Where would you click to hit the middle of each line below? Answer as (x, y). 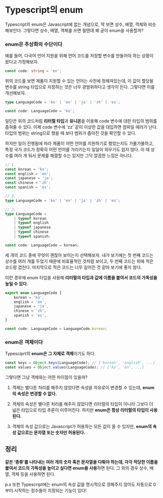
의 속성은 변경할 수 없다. (34, 394)
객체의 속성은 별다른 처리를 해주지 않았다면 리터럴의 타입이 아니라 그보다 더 (83, 404)
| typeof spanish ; (32, 237)
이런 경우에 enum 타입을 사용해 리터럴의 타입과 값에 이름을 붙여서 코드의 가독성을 (81, 277)
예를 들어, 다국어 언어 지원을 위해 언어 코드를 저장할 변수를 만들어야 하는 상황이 (79, 56)
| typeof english (31, 223)
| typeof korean (30, 218)
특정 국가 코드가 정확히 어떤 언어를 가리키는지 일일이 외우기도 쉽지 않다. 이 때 (77, 149)
